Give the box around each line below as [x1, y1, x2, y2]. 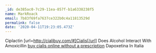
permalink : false [5, 20, 40, 25]
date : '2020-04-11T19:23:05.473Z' [5, 25, 75, 30]
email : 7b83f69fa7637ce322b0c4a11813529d [5, 16, 90, 21]
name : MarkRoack [5, 11, 38, 16]
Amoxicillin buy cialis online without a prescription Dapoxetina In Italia [5, 43, 144, 49]
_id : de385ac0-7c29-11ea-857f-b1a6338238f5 [5, 7, 94, 12]
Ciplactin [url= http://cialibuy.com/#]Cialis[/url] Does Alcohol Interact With [5, 38, 152, 43]
